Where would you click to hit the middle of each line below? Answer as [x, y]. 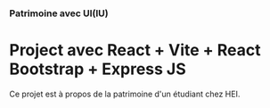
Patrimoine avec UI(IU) [59, 13]
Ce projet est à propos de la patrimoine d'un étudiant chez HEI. [125, 94]
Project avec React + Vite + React [135, 50]
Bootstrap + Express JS [98, 69]
